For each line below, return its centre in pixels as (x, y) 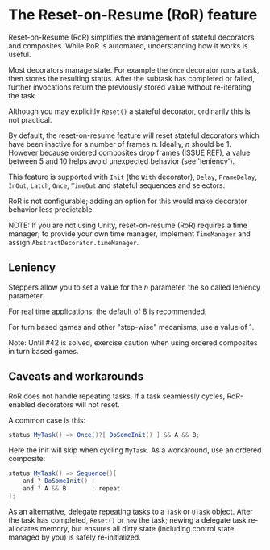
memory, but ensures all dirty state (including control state (137, 528)
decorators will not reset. (78, 404)
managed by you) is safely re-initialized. (75, 537)
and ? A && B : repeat (72, 489)
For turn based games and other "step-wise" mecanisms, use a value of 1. (131, 327)
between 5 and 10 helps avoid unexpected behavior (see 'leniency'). (122, 161)
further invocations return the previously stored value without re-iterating (130, 87)
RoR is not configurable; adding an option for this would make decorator (128, 201)
